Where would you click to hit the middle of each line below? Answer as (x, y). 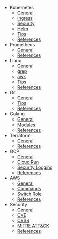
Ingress (25, 18)
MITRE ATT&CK (33, 226)
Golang (17, 114)
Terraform (20, 135)
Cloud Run (28, 162)
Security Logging (35, 167)
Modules (26, 125)
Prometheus (22, 44)
